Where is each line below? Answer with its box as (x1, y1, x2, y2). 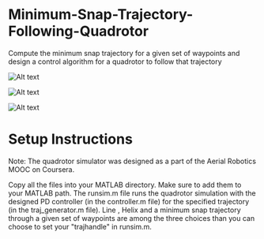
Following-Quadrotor (8, 22, 149, 40)
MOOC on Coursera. (8, 164, 75, 174)
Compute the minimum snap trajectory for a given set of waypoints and (8, 48, 240, 58)
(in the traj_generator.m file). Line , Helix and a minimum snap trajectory (8, 205, 241, 215)
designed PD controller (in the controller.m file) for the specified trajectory (8, 196, 250, 206)
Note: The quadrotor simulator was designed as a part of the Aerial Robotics (8, 156, 257, 166)
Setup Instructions (8, 130, 133, 148)
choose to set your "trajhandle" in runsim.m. (8, 222, 153, 231)
